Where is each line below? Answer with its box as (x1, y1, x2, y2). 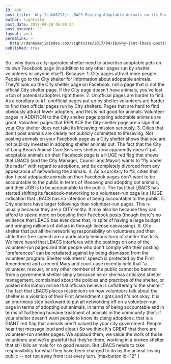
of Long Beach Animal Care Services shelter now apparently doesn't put (5, 146, 157, 152)
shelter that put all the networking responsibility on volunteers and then (5, 228, 155, 234)
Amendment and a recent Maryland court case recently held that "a (5, 260, 147, 266)
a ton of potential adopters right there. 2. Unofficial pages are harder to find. (5, 92, 165, 98)
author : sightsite (5, 17, 44, 22)
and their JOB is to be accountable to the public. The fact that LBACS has (5, 185, 159, 191)
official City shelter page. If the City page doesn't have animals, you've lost (5, 86, 163, 93)
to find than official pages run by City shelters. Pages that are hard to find (5, 103, 159, 109)
